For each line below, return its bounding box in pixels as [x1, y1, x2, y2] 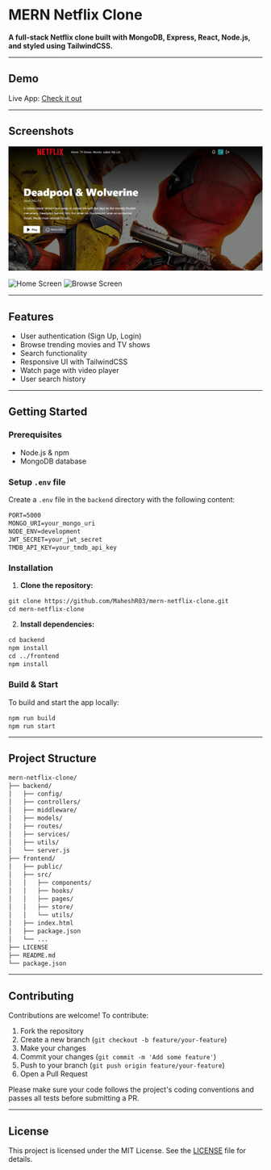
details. [8, 1154, 33, 1164]
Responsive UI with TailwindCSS [19, 357, 128, 367]
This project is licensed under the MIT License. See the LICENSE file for [8, 1145, 247, 1155]
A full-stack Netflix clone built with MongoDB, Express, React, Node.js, [8, 32, 251, 42]
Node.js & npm [19, 447, 70, 457]
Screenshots [8, 124, 74, 138]
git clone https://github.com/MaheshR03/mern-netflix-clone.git [8, 598, 229, 606]
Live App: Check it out [8, 93, 82, 103]
